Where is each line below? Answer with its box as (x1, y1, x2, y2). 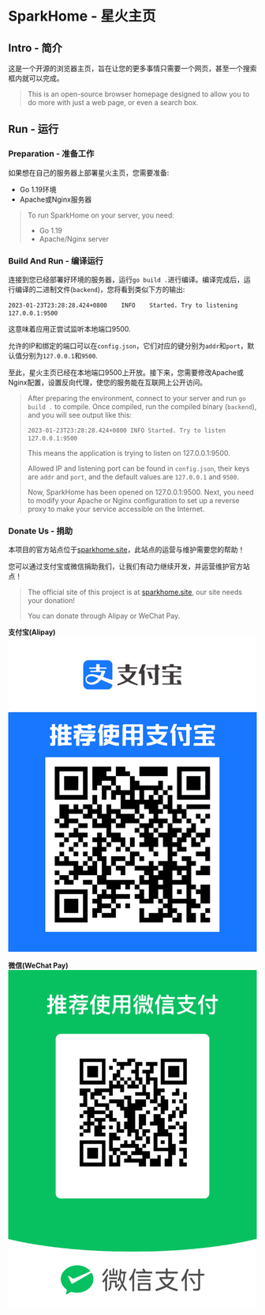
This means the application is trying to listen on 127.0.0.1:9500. (27, 448, 230, 457)
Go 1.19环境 (19, 184, 57, 194)
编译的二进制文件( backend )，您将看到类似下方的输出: (14, 284, 185, 294)
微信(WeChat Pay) (8, 961, 69, 970)
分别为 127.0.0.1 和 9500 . (21, 351, 99, 360)
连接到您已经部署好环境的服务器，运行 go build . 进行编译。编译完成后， (8, 275, 244, 284)
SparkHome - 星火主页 (8, 7, 156, 25)
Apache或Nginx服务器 (19, 195, 92, 204)
